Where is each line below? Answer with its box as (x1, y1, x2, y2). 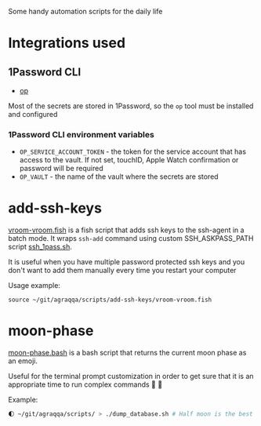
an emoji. (8, 356, 38, 366)
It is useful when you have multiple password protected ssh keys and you (8, 257, 245, 267)
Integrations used (8, 35, 126, 52)
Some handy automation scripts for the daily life (8, 7, 163, 16)
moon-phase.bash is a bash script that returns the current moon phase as (8, 348, 247, 358)
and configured (8, 110, 58, 118)
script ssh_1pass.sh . (8, 242, 73, 252)
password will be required (19, 164, 103, 173)
